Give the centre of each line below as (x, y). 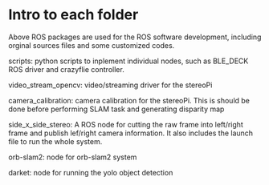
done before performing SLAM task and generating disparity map (116, 109)
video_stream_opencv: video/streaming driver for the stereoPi (110, 85)
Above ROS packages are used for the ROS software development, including (135, 37)
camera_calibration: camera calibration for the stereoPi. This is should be (129, 100)
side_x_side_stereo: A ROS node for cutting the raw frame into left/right (126, 124)
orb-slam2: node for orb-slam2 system (73, 157)
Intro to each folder (73, 15)
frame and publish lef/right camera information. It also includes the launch (131, 133)
